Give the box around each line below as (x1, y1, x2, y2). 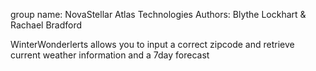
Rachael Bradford (10, 19, 83, 31)
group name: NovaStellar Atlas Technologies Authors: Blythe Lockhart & (10, 9, 307, 20)
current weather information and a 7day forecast (10, 49, 210, 61)
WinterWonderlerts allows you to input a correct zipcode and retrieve (10, 39, 295, 50)
